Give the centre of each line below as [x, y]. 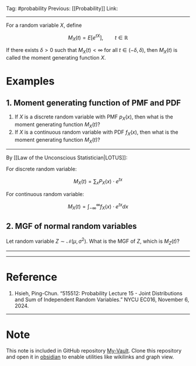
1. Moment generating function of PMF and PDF [94, 102]
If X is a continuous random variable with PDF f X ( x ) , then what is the [96, 133]
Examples [30, 81]
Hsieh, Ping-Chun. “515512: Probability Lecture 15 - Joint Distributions [98, 293]
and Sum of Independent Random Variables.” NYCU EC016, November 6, [102, 299]
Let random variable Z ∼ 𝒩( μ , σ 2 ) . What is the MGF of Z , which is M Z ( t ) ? [93, 241]
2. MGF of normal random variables [71, 226]
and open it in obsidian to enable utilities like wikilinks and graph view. [90, 357]
